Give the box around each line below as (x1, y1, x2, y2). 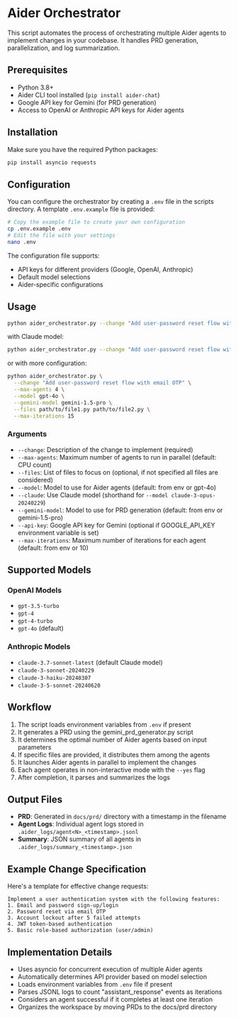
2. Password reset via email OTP (7, 908, 106, 916)
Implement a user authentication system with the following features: (7, 896, 220, 903)
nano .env (7, 238, 37, 246)
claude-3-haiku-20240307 (17, 674, 91, 681)
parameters (17, 742, 52, 751)
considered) (17, 475, 53, 484)
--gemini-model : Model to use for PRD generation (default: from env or (17, 506, 223, 514)
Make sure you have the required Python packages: (7, 145, 158, 153)
